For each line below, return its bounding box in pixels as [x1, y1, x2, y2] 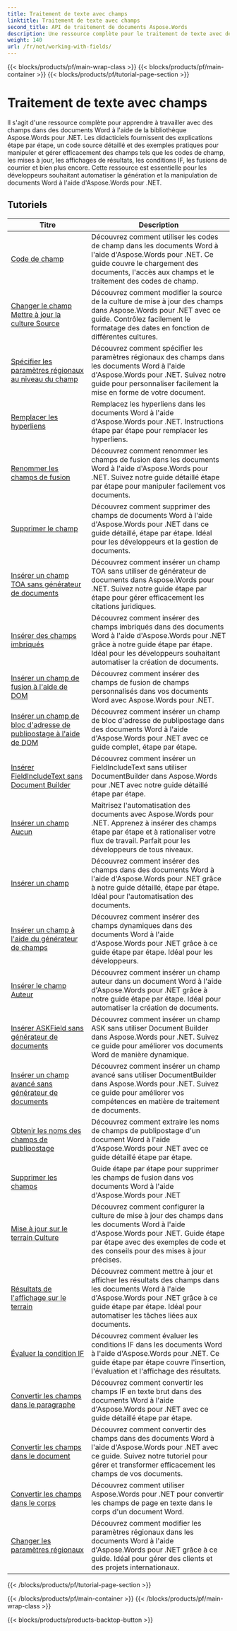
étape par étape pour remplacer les [91, 425, 208, 435]
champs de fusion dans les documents [91, 454, 220, 464]
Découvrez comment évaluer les [91, 1330, 199, 1340]
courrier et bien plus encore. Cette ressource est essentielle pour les [7, 163, 207, 172]
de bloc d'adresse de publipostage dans [91, 715, 224, 725]
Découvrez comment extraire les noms [91, 1117, 220, 1127]
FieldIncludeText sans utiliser [91, 762, 188, 772]
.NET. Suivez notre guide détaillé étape [91, 472, 220, 482]
